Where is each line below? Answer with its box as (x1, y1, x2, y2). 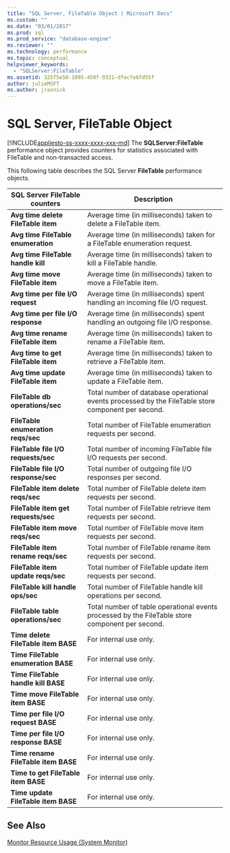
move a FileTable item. (87, 278, 159, 288)
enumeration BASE (10, 659, 73, 669)
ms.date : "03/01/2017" (7, 23, 72, 29)
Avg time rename (10, 328, 68, 338)
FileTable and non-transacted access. (7, 154, 114, 162)
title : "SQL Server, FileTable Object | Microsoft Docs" (7, 10, 173, 17)
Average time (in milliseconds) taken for (87, 230, 216, 240)
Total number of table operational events (87, 602, 218, 612)
